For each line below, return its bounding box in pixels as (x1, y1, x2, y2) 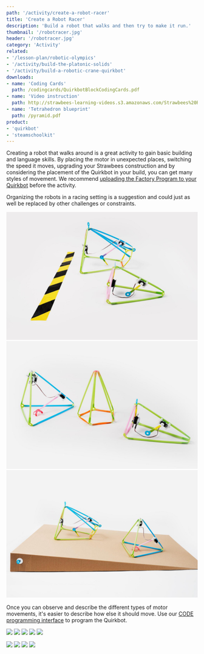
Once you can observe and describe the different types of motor (6, 603, 168, 611)
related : (6, 49, 29, 55)
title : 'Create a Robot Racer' (6, 16, 86, 23)
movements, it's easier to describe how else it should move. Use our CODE (6, 610, 194, 617)
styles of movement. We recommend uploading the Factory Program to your (6, 175, 197, 183)
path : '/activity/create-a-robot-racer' (6, 10, 110, 16)
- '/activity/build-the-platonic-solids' (6, 61, 113, 67)
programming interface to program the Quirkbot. (6, 617, 127, 624)
